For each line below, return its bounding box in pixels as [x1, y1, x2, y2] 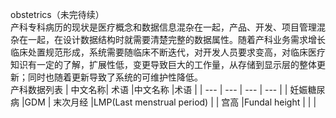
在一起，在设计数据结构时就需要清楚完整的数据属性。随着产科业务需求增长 [18, 34, 326, 45]
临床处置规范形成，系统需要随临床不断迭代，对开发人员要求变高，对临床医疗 [10, 46, 326, 58]
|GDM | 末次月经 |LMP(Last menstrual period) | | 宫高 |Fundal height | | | [21, 96, 317, 108]
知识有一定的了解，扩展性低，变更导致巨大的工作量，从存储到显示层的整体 [10, 59, 317, 70]
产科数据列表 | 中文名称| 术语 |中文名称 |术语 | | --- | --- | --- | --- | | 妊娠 [10, 84, 308, 95]
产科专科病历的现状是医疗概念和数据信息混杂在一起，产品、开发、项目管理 [10, 21, 317, 33]
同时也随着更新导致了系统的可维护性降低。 [27, 71, 203, 83]
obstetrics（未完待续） [10, 9, 105, 20]
